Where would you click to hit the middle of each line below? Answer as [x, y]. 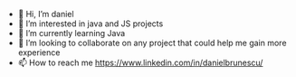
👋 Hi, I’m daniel [46, 14]
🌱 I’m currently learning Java [72, 33]
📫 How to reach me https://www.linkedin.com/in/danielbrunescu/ [140, 63]
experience [39, 53]
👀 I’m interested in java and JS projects [91, 24]
